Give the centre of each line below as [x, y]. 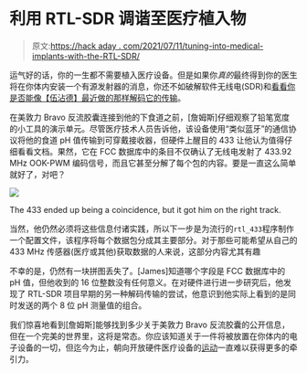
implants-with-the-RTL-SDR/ [85, 56]
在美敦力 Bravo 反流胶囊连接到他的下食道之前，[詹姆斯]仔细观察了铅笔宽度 [150, 117]
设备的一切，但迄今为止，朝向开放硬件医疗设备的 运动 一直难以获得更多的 [153, 347]
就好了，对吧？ [37, 174]
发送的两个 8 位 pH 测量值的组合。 [82, 305]
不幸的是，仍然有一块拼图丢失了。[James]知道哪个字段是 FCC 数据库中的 [148, 271]
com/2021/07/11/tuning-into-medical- [193, 46]
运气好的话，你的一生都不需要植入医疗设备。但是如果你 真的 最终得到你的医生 [153, 75]
